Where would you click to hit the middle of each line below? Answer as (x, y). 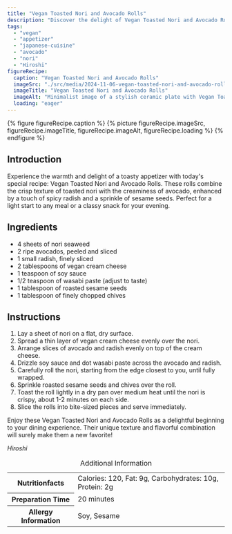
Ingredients (32, 228)
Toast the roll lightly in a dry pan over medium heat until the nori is (111, 392)
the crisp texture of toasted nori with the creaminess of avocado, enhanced (115, 191)
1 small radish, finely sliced (55, 258)
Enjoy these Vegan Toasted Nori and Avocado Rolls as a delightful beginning (116, 420)
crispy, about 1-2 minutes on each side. (73, 400)
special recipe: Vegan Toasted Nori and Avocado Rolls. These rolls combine (115, 183)
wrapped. (31, 378)
